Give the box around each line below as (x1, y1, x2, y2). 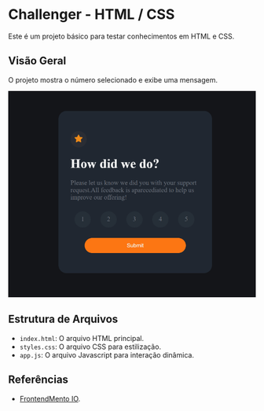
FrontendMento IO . (19, 394, 81, 403)
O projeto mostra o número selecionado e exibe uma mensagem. (8, 75, 218, 84)
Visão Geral (8, 54, 67, 68)
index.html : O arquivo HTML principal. (19, 333, 145, 343)
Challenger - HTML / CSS (8, 6, 175, 24)
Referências (8, 373, 69, 387)
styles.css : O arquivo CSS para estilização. (19, 342, 162, 351)
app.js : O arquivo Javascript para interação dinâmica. (19, 350, 195, 359)
